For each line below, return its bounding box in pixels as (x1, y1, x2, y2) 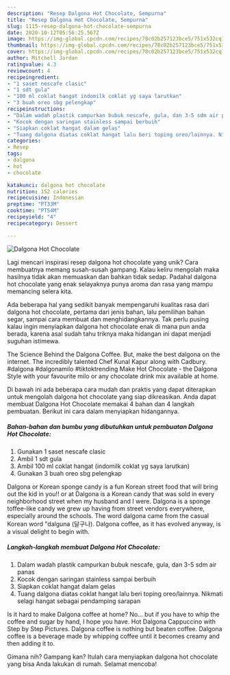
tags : (7, 150, 23, 158)
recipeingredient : (7, 73, 60, 81)
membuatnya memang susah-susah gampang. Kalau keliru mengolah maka (7, 265, 220, 273)
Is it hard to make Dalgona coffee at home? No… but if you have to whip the (7, 610, 220, 618)
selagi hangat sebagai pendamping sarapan (16, 597, 141, 605)
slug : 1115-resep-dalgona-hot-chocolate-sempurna (7, 23, 152, 29)
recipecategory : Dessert (7, 220, 78, 227)
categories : (7, 138, 41, 145)
